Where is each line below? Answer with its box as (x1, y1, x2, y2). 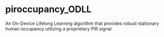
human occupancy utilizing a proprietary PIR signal (5, 25, 112, 31)
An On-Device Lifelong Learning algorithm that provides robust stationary (5, 20, 159, 26)
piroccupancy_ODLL (5, 4, 92, 15)
